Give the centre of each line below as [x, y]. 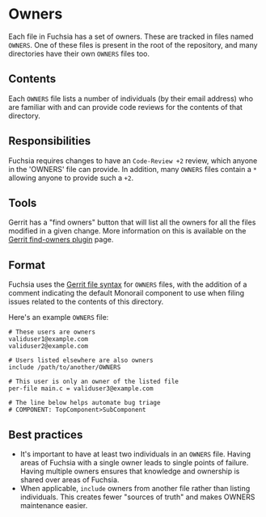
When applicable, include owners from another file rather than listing [135, 488]
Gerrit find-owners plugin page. [61, 240]
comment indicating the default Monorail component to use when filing [127, 293]
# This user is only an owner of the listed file [94, 382]
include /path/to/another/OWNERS [65, 368]
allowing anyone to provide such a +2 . [71, 178]
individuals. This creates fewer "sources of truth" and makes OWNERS [137, 497]
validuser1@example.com [49, 339]
